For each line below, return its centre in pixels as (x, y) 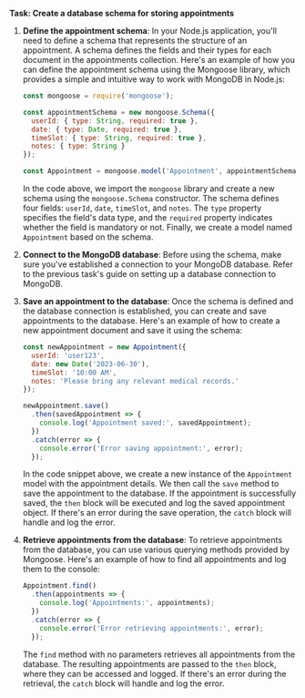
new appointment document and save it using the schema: (132, 330)
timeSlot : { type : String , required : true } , (119, 138)
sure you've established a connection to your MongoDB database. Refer (158, 264)
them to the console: (61, 570)
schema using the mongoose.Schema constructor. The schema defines (151, 198)
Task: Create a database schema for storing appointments (122, 13)
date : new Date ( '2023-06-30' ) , (91, 364)
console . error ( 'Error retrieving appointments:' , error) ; (152, 628)
